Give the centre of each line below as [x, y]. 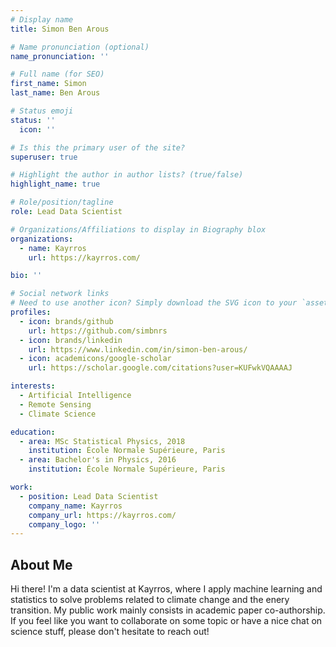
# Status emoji [42, 111]
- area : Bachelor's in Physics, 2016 [98, 460]
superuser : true [44, 157]
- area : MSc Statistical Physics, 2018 [102, 441]
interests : [33, 386]
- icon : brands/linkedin [71, 340]
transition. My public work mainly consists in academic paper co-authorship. [168, 610]
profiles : [31, 312]
